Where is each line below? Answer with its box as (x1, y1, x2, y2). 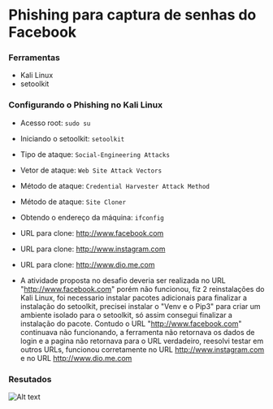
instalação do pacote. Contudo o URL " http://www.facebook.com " (19, 319, 242, 329)
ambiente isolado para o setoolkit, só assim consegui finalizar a (19, 310, 233, 320)
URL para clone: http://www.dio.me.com (19, 259, 155, 269)
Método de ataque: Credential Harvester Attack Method (19, 181, 210, 190)
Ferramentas (8, 52, 61, 63)
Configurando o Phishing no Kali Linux (8, 99, 163, 111)
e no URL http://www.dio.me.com (19, 353, 132, 363)
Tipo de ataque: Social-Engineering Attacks (19, 149, 171, 159)
